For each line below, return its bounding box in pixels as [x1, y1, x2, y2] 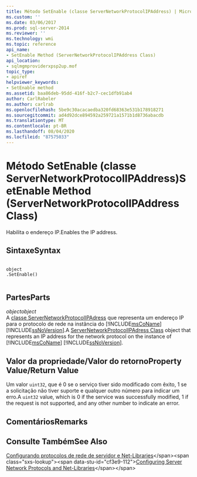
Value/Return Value [6, 365, 79, 375]
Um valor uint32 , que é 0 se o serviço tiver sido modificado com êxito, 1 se [6, 381, 187, 388]
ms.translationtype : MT [6, 118, 64, 124]
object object [6, 308, 36, 315]
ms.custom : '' [6, 14, 41, 20]
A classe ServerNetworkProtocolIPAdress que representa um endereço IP [6, 314, 184, 322]
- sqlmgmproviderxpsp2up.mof [6, 63, 77, 69]
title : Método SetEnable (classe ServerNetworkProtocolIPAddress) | [6, 8, 177, 15]
